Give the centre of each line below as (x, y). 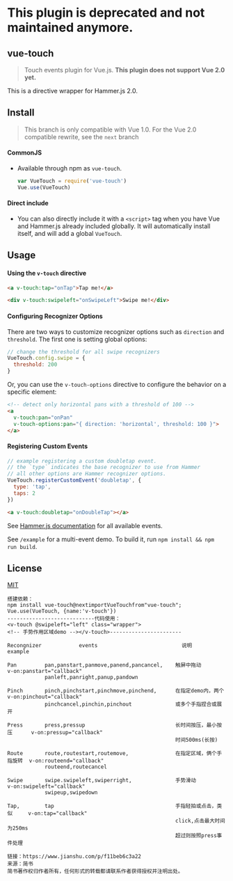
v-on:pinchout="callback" (45, 697)
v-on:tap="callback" (57, 813)
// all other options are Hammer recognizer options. (87, 474)
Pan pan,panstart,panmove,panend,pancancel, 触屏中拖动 (104, 665)
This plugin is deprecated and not (106, 13)
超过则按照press (196, 836)
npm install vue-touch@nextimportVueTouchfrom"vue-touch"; (95, 605)
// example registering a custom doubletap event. (82, 461)
